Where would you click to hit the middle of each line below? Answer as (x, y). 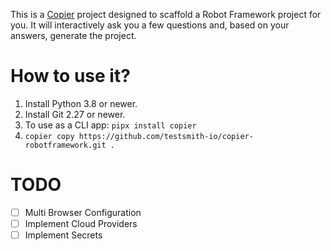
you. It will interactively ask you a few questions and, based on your (150, 25)
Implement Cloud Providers (81, 223)
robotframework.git (65, 145)
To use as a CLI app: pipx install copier (110, 125)
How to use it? (70, 76)
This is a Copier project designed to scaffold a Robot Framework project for (166, 14)
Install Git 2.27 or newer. (75, 114)
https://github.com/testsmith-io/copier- (166, 136)
